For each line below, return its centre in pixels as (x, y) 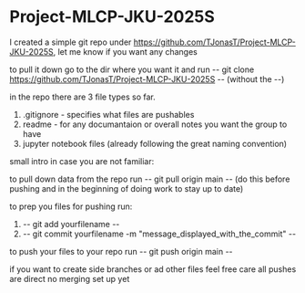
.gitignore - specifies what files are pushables (108, 114)
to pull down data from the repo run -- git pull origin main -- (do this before (150, 179)
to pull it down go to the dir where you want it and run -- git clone (132, 69)
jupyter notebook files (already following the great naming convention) (155, 143)
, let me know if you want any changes (125, 51)
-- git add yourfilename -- (71, 224)
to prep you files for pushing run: (71, 206)
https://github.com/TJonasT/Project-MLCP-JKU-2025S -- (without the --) (147, 78)
